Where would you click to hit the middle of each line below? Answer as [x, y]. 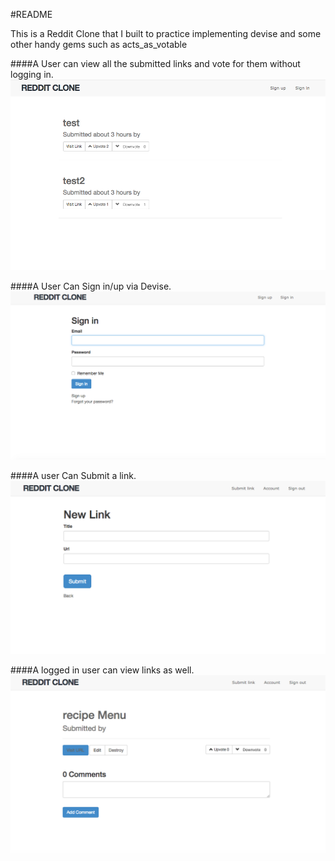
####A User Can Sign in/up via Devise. [91, 286]
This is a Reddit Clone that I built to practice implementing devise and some [166, 33]
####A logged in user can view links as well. [102, 670]
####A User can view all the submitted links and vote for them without [155, 63]
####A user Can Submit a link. [73, 476]
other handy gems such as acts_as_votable [99, 44]
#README [31, 14]
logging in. [32, 74]
